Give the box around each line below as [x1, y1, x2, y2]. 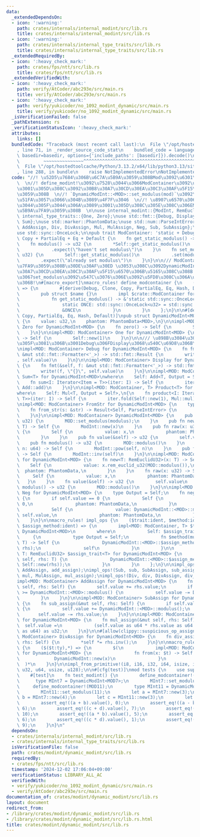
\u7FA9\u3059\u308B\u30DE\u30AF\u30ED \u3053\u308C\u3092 [17, 263, 164, 269]
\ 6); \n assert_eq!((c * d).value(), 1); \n [17, 716, 145, 723]
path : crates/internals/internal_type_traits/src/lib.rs [17, 42, 161, 48]
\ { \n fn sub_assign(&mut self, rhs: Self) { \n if [17, 600, 171, 607]
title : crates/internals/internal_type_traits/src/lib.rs [17, 48, 164, 54]
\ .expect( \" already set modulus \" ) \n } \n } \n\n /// [17, 258, 171, 264]
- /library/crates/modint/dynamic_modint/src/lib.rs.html [6, 816, 153, 822]
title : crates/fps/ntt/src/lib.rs [17, 70, 102, 76]
